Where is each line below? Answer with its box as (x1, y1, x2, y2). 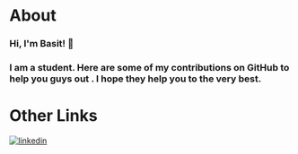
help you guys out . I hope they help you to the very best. (9, 73, 262, 85)
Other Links (9, 106, 98, 126)
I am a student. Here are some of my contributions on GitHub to (9, 62, 290, 74)
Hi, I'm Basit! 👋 (9, 38, 74, 50)
